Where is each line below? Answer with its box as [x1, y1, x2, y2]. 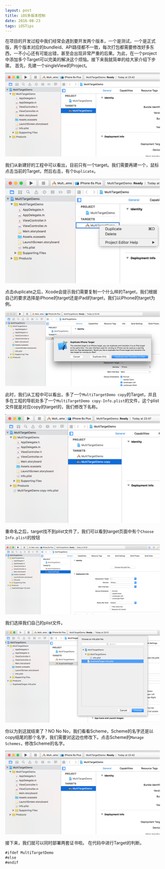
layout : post [5, 8, 32, 13]
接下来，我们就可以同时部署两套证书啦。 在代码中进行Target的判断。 [5, 840, 144, 845]
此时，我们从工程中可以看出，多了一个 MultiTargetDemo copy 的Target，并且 [5, 392, 157, 398]
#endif [5, 860, 19, 865]
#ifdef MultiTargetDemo [5, 850, 54, 855]
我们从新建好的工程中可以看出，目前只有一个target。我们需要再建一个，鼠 [5, 162, 155, 168]
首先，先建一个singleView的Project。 [14, 63, 90, 69]
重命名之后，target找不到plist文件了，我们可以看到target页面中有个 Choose [5, 528, 154, 535]
